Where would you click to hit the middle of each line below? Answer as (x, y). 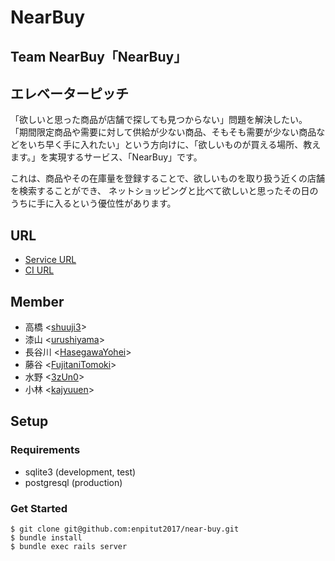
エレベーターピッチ (69, 93)
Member (37, 301)
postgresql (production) (73, 482)
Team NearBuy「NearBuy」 (99, 56)
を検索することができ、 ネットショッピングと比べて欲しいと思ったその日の (164, 191)
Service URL (50, 260)
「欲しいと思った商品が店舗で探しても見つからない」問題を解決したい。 (159, 120)
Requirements (45, 450)
